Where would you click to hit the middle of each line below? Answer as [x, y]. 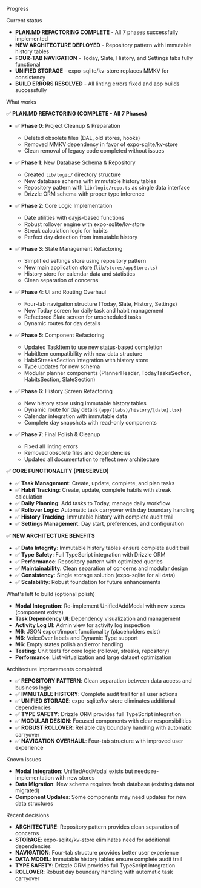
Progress [18, 9]
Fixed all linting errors [51, 446]
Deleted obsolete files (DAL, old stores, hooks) [82, 138]
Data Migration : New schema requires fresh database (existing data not [105, 784]
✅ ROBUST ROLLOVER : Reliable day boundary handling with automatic [104, 727]
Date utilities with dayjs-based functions [74, 218]
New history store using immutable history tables [85, 403]
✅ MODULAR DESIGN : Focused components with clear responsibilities [103, 721]
